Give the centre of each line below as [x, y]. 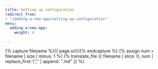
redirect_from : [21, 14]
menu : [11, 23]
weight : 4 [24, 33]
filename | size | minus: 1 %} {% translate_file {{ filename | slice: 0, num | [79, 56]
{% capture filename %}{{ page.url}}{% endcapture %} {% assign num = [80, 51]
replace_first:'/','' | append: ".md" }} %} [45, 61]
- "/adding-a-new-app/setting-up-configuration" [56, 19]
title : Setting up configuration [40, 10]
